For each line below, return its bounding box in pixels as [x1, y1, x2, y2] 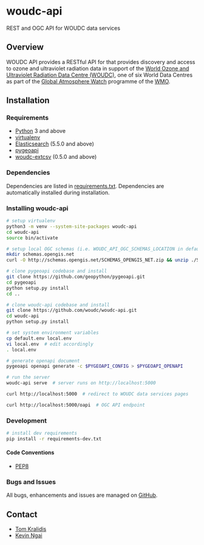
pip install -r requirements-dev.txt [6, 435, 102, 442]
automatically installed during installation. [6, 189, 110, 196]
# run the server [6, 374, 50, 381]
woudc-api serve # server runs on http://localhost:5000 [6, 380, 156, 386]
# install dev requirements [6, 431, 78, 437]
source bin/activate [6, 234, 59, 241]
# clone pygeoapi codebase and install [6, 268, 107, 275]
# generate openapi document [6, 357, 80, 364]
